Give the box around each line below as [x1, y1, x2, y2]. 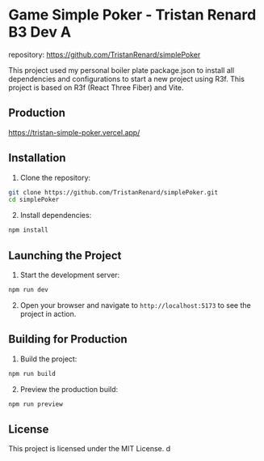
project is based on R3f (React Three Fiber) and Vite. [8, 83, 184, 92]
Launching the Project [8, 249, 122, 263]
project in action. [19, 309, 77, 318]
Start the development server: [19, 270, 120, 280]
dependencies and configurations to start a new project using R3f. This [8, 74, 245, 83]
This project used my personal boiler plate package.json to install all [8, 65, 235, 75]
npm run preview [8, 399, 63, 408]
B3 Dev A [8, 23, 71, 41]
